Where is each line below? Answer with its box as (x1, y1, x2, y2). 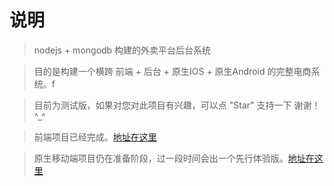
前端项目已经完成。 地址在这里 (33, 131, 157, 143)
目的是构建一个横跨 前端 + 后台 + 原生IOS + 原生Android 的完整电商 (33, 65, 312, 77)
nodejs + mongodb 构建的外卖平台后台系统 (33, 44, 212, 56)
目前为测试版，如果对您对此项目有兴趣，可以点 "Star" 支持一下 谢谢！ (33, 99, 321, 111)
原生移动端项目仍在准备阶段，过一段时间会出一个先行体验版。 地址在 (33, 152, 315, 164)
